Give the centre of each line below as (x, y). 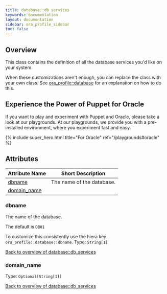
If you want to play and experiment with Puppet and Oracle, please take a (82, 117)
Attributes (22, 159)
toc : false (17, 29)
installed (14, 127)
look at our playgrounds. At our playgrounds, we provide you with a (76, 122)
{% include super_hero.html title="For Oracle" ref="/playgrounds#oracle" (82, 137)
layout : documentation (29, 19)
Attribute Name (27, 173)
